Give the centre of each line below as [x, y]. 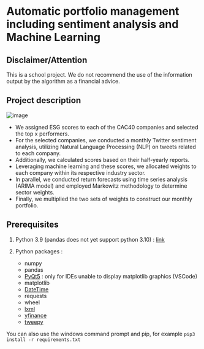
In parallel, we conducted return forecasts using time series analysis [101, 179]
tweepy [34, 322]
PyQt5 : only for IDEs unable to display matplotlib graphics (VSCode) [111, 276]
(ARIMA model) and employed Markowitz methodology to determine [101, 186]
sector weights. [35, 192]
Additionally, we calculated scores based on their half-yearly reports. [102, 159]
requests [36, 296]
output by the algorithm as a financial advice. [63, 81]
